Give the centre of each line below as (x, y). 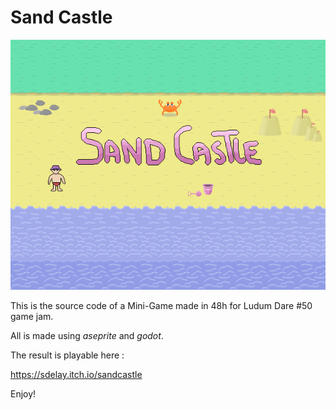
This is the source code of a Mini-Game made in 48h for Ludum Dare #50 (161, 305)
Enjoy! (23, 393)
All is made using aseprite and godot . (87, 335)
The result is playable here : (67, 355)
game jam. (32, 316)
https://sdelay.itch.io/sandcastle (76, 374)
